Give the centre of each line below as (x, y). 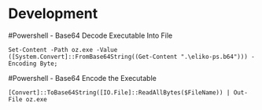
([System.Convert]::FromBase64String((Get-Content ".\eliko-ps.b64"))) (128, 57)
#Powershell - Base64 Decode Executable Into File (90, 35)
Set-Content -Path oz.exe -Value (63, 49)
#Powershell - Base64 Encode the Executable (83, 78)
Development (53, 14)
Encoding (22, 64)
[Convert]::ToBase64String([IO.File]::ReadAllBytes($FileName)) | (119, 92)
